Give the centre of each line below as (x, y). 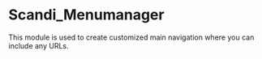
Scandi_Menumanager (86, 15)
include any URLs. (39, 45)
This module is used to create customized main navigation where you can (131, 37)
